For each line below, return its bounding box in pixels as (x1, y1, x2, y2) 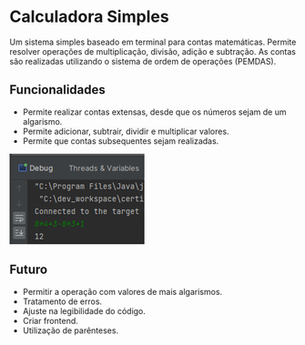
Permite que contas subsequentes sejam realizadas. (22, 135, 219, 147)
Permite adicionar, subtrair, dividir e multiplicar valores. (22, 126, 229, 137)
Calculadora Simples (9, 6, 170, 27)
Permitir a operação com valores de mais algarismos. (22, 286, 223, 297)
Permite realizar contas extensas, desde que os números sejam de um (22, 107, 287, 117)
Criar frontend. (22, 315, 79, 326)
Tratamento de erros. (22, 296, 103, 307)
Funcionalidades (9, 82, 107, 97)
